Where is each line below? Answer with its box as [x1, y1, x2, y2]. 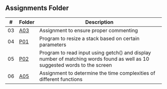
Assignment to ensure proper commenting [39, 27, 138, 34]
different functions [39, 76, 83, 83]
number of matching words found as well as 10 [39, 55, 150, 62]
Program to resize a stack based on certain [39, 35, 140, 42]
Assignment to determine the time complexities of [39, 69, 156, 76]
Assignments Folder [5, 4, 69, 12]
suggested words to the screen [39, 61, 112, 68]
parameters [39, 41, 67, 48]
